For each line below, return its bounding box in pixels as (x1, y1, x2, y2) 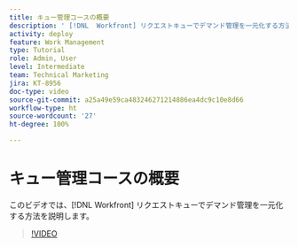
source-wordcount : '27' (9, 112, 98, 120)
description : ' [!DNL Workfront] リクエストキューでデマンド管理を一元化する (9, 21, 279, 30)
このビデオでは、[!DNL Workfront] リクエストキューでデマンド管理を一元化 (9, 199, 284, 210)
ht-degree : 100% (9, 120, 69, 129)
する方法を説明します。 (9, 210, 95, 221)
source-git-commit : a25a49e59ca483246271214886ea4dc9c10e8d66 (9, 95, 244, 104)
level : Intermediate (9, 63, 86, 72)
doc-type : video (9, 87, 69, 96)
